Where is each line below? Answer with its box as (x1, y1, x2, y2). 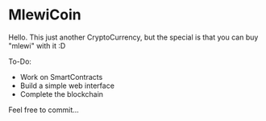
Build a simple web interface (19, 81, 115, 90)
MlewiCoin (8, 6, 82, 24)
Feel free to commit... (8, 105, 79, 115)
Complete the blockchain (19, 89, 103, 98)
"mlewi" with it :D (8, 40, 66, 50)
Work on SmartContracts (19, 72, 103, 81)
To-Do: (8, 56, 32, 66)
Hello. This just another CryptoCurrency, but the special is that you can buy (8, 32, 259, 42)
